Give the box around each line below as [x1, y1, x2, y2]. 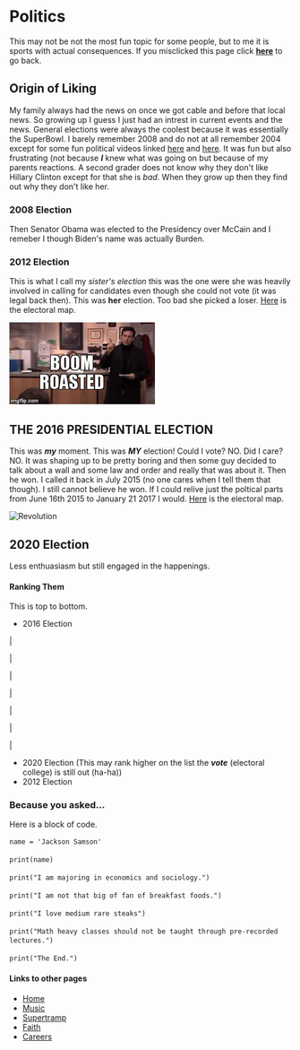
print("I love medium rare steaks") [9, 909, 146, 918]
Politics [9, 6, 66, 27]
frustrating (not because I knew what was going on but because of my [9, 152, 269, 163]
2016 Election [21, 619, 73, 629]
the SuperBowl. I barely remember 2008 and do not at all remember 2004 [9, 133, 281, 144]
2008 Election [9, 204, 73, 216]
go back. [9, 55, 42, 65]
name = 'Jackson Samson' [9, 837, 102, 846]
